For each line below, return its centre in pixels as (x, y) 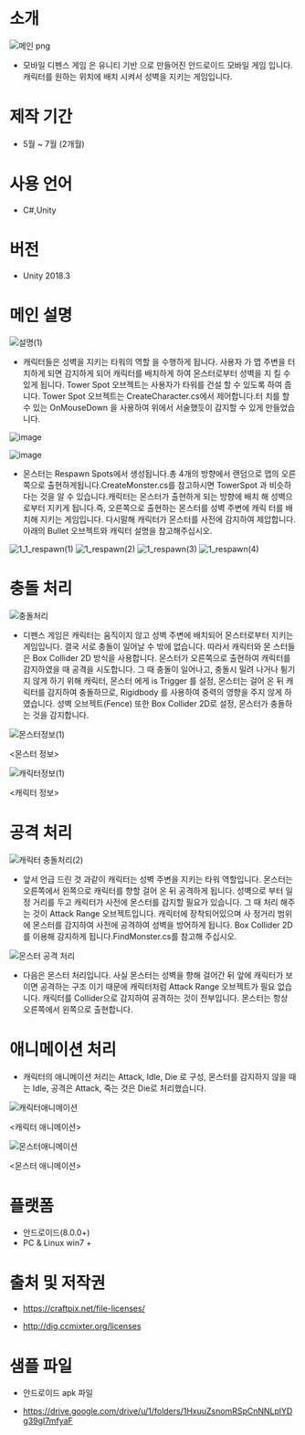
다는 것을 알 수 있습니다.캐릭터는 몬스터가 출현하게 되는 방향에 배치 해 (146, 496)
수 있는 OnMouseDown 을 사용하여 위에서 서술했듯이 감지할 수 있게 (143, 407)
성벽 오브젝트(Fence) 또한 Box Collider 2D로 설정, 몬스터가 (163, 703)
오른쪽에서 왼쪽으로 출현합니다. (78, 1009)
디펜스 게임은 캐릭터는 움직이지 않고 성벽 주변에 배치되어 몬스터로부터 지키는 (158, 634)
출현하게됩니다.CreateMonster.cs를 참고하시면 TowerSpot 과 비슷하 (169, 485)
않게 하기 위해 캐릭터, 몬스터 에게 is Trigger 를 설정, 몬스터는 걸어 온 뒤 (158, 680)
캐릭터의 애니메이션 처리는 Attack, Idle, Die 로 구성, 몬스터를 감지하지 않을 (154, 1076)
